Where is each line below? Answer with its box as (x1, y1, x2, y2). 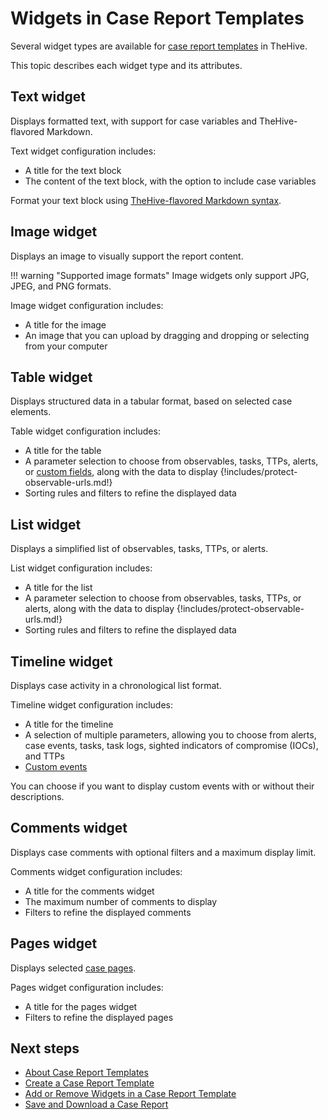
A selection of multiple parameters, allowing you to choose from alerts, (24, 729, 317, 741)
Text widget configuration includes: (10, 145, 157, 157)
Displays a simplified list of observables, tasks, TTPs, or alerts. (10, 543, 269, 555)
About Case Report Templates (24, 1067, 149, 1079)
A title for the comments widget (24, 885, 155, 897)
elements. (10, 406, 52, 418)
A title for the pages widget (24, 1000, 138, 1012)
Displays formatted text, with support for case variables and (10, 115, 258, 127)
